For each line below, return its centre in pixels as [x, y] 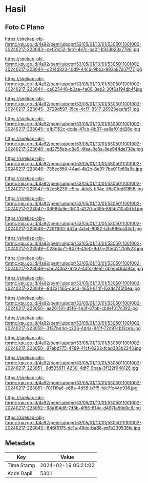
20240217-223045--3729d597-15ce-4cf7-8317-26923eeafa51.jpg [72, 109]
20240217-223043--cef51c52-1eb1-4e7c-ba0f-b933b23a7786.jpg [72, 49]
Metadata [20, 443]
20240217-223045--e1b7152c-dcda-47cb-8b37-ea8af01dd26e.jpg [73, 129]
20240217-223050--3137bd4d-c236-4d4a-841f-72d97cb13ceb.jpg [73, 328]
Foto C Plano [25, 27]
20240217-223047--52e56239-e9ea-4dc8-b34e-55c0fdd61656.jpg [74, 189]
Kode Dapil [20, 473]
